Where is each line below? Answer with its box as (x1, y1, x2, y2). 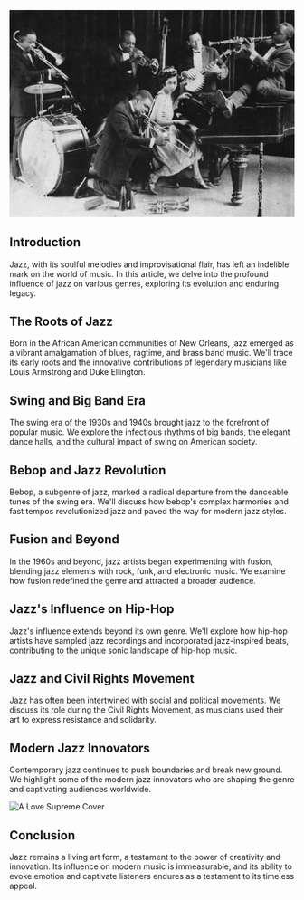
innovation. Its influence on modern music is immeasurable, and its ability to (9, 861, 292, 872)
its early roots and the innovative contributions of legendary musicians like (9, 357, 287, 368)
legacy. (9, 287, 37, 299)
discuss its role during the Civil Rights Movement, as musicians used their (9, 704, 284, 715)
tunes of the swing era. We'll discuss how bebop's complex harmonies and (9, 495, 290, 507)
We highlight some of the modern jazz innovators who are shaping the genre (9, 774, 295, 785)
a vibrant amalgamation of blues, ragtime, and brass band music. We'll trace (9, 348, 293, 359)
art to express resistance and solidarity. (9, 714, 157, 725)
